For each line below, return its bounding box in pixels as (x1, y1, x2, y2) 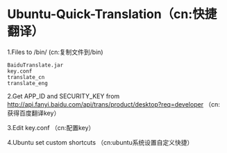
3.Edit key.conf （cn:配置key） (7, 123, 95, 132)
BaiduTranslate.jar (7, 62, 64, 69)
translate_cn (7, 73, 45, 80)
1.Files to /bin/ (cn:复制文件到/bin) (7, 48, 103, 56)
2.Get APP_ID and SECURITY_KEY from (7, 91, 120, 100)
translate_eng (7, 80, 49, 87)
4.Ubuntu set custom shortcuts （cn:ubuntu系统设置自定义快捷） (7, 138, 194, 146)
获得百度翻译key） (7, 109, 60, 117)
